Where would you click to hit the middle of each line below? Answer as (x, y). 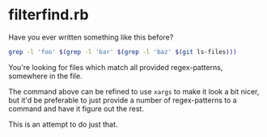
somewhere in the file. (45, 76)
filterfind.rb (49, 15)
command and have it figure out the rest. (76, 108)
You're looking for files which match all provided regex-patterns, (116, 67)
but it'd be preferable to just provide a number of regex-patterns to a (123, 100)
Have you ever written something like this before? (91, 37)
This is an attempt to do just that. (63, 124)
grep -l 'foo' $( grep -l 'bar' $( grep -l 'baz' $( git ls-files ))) (123, 52)
